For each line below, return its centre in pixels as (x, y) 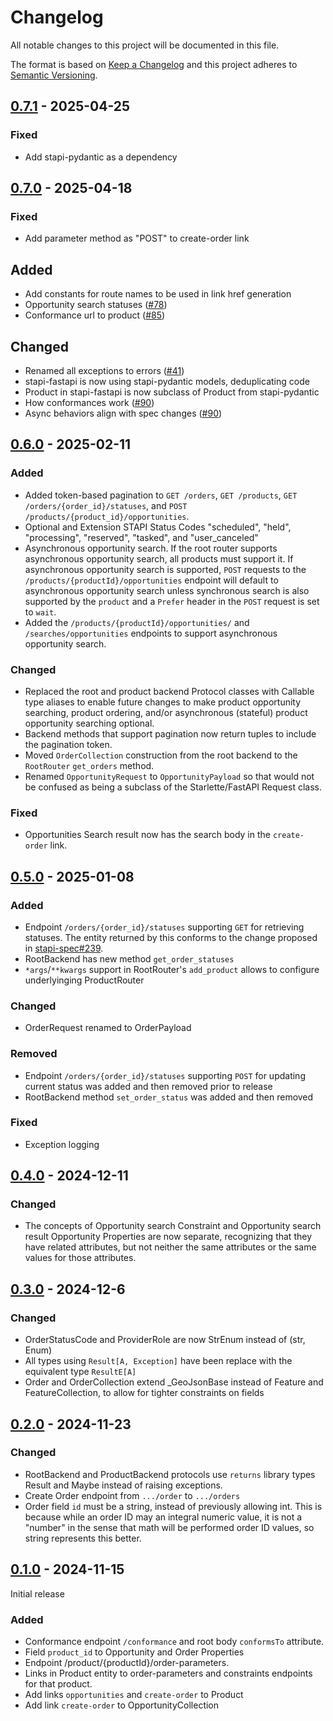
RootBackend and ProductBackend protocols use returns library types (170, 1474)
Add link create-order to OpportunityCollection (122, 1705)
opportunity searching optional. (89, 723)
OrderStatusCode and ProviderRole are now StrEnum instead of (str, (165, 1340)
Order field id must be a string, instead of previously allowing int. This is (173, 1506)
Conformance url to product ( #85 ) (95, 315)
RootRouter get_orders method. (89, 765)
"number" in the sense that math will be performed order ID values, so (169, 1527)
